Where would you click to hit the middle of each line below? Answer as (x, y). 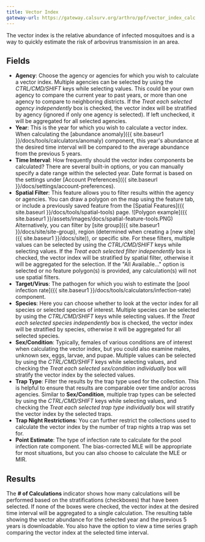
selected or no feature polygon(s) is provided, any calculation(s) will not (106, 271)
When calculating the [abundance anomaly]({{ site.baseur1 (89, 134)
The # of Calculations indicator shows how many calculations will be (93, 494)
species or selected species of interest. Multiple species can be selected (107, 310)
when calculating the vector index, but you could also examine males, (103, 349)
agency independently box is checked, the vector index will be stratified (106, 108)
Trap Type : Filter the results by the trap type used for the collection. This (107, 382)
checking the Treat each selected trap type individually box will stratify (105, 407)
